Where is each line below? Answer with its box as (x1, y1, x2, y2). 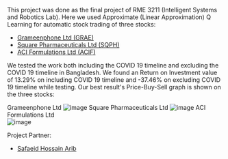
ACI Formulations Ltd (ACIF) (16, 48, 96, 56)
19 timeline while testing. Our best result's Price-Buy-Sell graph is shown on (7, 83, 221, 91)
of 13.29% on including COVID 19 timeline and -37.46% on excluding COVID (7, 76, 221, 84)
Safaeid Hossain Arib (16, 145, 77, 152)
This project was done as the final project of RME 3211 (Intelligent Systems (7, 6, 218, 14)
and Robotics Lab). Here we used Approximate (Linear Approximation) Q (7, 13, 211, 21)
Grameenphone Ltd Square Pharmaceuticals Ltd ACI (7, 104, 206, 111)
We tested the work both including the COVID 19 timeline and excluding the (7, 61, 219, 69)
